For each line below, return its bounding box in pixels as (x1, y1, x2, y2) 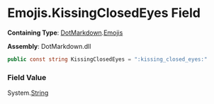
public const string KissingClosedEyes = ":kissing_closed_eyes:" (7, 55, 208, 63)
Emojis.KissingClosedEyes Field (7, 5, 201, 21)
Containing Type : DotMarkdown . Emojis (7, 28, 123, 37)
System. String (7, 88, 49, 97)
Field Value (7, 72, 47, 82)
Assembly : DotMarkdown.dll (7, 42, 91, 50)
